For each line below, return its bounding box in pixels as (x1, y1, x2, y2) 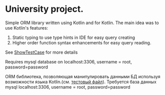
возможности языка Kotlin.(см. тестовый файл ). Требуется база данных (5, 79, 157, 85)
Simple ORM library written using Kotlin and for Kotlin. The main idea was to (5, 20, 159, 26)
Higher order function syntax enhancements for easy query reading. (12, 39, 152, 45)
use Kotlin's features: (5, 25, 48, 31)
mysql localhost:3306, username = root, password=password (5, 84, 131, 90)
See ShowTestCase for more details (5, 49, 78, 55)
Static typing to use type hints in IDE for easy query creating (12, 34, 135, 40)
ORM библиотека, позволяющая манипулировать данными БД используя (5, 73, 161, 79)
